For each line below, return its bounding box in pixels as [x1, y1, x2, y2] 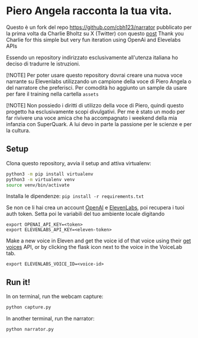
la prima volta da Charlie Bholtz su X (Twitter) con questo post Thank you [6, 29, 184, 37]
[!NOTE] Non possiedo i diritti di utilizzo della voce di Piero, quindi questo [6, 101, 184, 109]
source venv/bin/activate [6, 182, 70, 188]
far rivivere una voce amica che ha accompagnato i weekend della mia [6, 114, 177, 122]
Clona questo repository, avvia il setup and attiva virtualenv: [6, 159, 151, 166]
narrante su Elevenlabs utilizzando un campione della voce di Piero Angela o [6, 78, 192, 85]
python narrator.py [6, 326, 54, 333]
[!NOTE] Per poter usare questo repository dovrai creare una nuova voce [6, 71, 183, 78]
